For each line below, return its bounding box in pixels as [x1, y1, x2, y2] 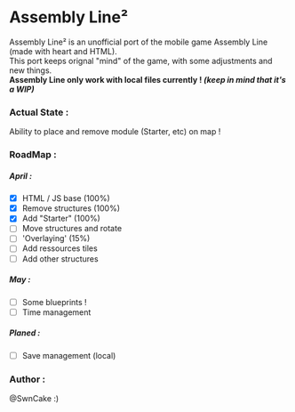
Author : [9, 373, 46, 385]
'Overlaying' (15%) [21, 233, 91, 244]
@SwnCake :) [9, 392, 60, 403]
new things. [9, 65, 52, 76]
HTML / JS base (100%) [21, 193, 110, 204]
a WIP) [9, 84, 35, 94]
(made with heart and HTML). [9, 45, 117, 56]
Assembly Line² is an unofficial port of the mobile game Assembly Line [9, 36, 268, 47]
